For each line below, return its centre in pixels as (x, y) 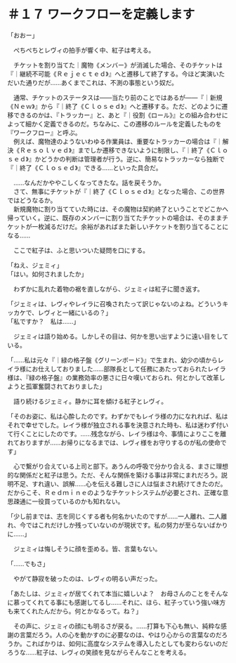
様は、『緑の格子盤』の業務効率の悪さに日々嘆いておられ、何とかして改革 (113, 377)
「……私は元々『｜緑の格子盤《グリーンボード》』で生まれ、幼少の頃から (112, 360)
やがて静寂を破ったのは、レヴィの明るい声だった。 (87, 578)
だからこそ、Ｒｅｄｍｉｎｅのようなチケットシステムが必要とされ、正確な (115, 492)
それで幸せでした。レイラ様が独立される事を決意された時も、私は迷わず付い (118, 425)
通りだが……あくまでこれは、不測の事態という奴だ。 (101, 82)
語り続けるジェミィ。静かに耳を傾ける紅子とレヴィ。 (90, 401)
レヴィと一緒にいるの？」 (75, 313)
